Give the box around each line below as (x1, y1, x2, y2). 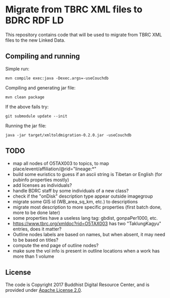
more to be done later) (12, 209, 60, 216)
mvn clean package (5, 94, 45, 100)
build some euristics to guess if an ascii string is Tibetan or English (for (12, 171, 163, 177)
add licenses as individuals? (12, 182, 72, 188)
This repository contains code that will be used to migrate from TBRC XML (5, 31, 162, 38)
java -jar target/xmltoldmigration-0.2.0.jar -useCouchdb (5, 132, 132, 137)
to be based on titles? (12, 237, 59, 243)
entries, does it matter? (12, 225, 62, 232)
